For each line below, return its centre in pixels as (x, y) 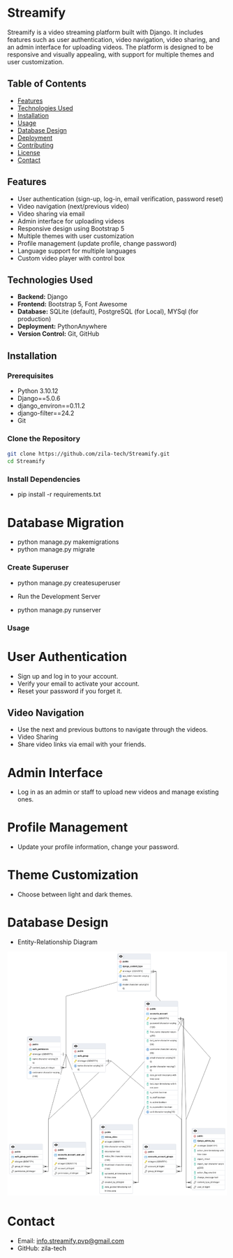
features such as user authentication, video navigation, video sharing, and (114, 39)
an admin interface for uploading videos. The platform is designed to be (111, 47)
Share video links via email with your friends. (82, 744)
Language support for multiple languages (77, 251)
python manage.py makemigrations (68, 542)
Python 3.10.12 (38, 391)
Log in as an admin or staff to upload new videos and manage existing (118, 792)
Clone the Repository (44, 438)
